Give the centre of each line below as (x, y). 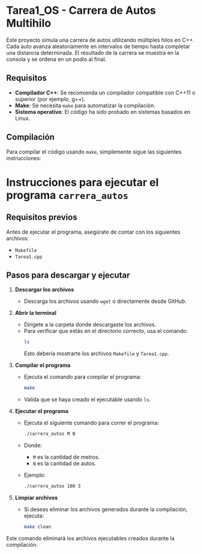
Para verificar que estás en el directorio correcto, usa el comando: (106, 331)
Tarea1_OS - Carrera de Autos (81, 11)
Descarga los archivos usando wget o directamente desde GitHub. (105, 301)
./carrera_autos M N (49, 434)
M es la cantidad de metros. (66, 457)
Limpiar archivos (36, 497)
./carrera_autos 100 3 (52, 486)
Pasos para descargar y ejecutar (68, 275)
